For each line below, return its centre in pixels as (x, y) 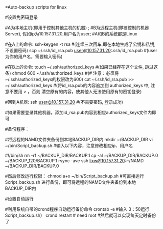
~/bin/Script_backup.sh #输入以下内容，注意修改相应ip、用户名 (69, 145)
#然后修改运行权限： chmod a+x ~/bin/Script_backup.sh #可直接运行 (75, 176)
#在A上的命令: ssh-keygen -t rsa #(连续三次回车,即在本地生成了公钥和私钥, (80, 44)
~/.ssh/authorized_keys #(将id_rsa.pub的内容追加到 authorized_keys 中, (78, 85)
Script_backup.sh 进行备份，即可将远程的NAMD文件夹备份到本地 (70, 182)
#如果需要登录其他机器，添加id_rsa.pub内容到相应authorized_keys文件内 (79, 112)
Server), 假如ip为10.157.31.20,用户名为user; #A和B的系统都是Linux (71, 34)
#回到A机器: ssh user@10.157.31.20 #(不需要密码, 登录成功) (64, 102)
